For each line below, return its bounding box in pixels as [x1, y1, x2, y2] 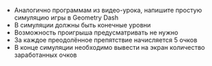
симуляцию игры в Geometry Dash [13, 13, 119, 22]
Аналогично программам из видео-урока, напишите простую [13, 6, 202, 14]
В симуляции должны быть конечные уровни [13, 21, 151, 29]
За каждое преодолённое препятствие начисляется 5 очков [13, 36, 198, 44]
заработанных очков [13, 51, 77, 59]
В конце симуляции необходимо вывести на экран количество [13, 44, 206, 51]
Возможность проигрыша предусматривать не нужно [13, 28, 179, 37]
